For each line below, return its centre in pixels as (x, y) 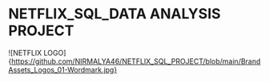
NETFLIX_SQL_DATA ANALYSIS (115, 14)
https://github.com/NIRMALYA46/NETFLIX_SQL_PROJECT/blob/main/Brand (136, 61)
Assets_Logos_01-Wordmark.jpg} (63, 69)
